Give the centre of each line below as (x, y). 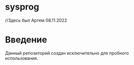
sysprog (22, 7)
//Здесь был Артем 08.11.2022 (36, 20)
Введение (26, 40)
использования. (22, 58)
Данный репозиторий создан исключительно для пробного (67, 53)
